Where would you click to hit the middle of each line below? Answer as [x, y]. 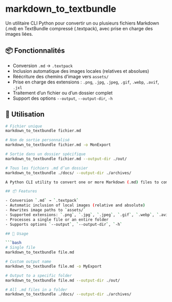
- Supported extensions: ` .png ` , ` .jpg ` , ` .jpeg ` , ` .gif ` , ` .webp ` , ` [82, 215]
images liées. [19, 34]
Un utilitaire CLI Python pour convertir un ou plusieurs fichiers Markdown [82, 23]
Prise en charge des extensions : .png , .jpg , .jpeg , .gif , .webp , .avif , [86, 82]
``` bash [14, 243]
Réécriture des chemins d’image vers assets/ [61, 76]
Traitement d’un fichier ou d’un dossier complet [62, 93]
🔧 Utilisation [25, 114]
